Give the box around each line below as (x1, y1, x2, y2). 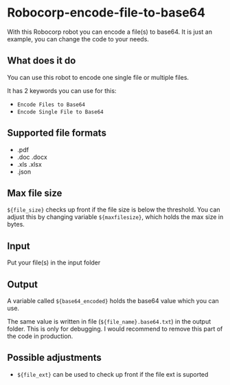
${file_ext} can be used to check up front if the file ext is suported (16, 370, 209, 378)
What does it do (7, 55, 76, 67)
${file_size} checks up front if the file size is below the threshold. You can (7, 205, 221, 214)
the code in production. (7, 332, 73, 340)
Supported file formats (7, 127, 106, 139)
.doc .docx (16, 153, 48, 161)
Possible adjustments (7, 352, 102, 364)
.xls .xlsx (16, 160, 43, 168)
